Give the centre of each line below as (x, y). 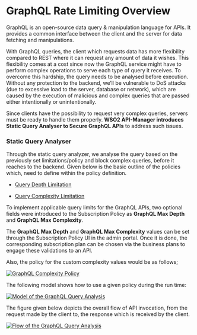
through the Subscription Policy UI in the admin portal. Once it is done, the (97, 238)
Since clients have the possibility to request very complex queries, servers (97, 113)
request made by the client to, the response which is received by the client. (98, 314)
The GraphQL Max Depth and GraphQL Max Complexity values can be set (98, 232)
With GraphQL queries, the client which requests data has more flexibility (96, 51)
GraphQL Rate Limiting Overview (88, 11)
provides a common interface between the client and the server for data (94, 33)
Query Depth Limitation (43, 184)
